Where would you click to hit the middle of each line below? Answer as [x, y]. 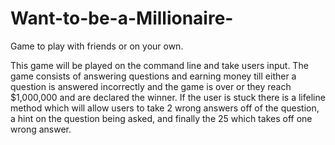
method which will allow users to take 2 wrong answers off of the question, [165, 108]
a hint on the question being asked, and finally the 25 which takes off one [161, 118]
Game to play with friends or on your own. [97, 46]
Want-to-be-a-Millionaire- [122, 18]
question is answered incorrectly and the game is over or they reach [151, 86]
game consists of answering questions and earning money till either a [153, 76]
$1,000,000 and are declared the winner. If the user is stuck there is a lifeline [168, 97]
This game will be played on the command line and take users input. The [159, 65]
